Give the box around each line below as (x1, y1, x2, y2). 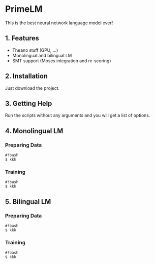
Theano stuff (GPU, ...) (12, 47, 58, 53)
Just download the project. (5, 85, 60, 91)
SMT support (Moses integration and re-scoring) (12, 58, 112, 64)
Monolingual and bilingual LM (12, 52, 72, 58)
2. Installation (5, 72, 48, 80)
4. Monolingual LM (5, 127, 63, 135)
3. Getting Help (5, 99, 53, 108)
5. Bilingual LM (5, 197, 51, 206)
